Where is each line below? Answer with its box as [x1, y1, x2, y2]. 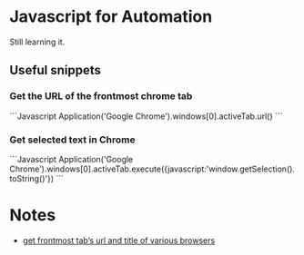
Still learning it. [9, 36, 66, 47]
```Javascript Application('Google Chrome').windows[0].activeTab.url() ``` [9, 111, 284, 122]
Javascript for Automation [9, 6, 213, 27]
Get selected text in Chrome [9, 133, 136, 146]
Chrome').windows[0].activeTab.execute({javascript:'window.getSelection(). [9, 163, 296, 174]
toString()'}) [9, 172, 55, 183]
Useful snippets [9, 63, 102, 78]
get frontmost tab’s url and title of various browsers [22, 234, 216, 246]
